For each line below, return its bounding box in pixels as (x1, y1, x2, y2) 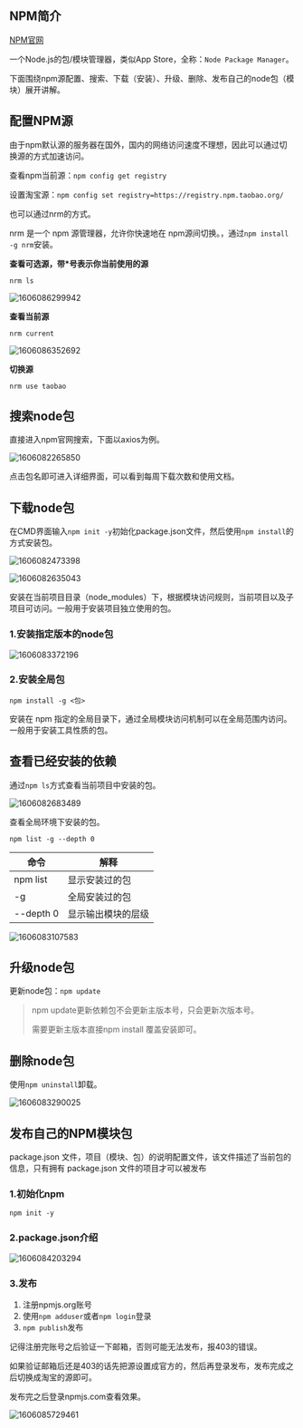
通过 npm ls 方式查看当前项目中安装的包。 (9, 779, 161, 791)
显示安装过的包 (67, 873, 132, 886)
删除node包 (9, 1053, 75, 1068)
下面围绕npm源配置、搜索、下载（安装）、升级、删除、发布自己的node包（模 (9, 73, 295, 83)
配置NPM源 (9, 113, 74, 129)
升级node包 (9, 960, 75, 976)
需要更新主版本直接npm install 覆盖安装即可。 (31, 1024, 202, 1035)
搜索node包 (9, 409, 75, 424)
